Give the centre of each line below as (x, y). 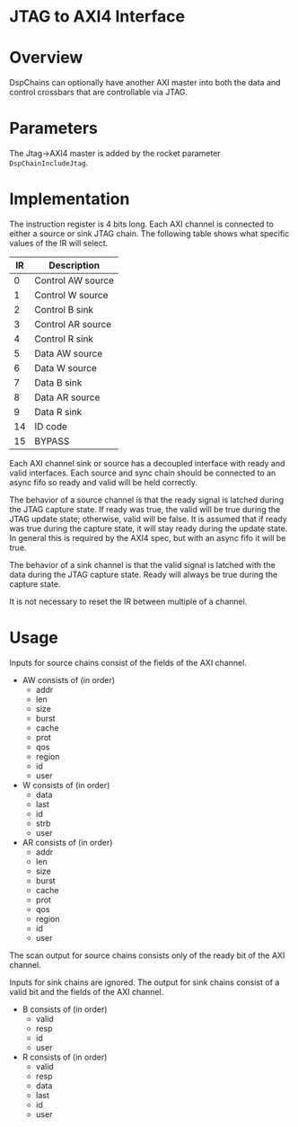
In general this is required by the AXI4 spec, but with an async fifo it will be (148, 538)
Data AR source (67, 397)
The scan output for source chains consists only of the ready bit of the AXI (147, 955)
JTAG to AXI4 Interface (97, 17)
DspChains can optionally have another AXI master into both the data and (145, 83)
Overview (46, 58)
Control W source (72, 295)
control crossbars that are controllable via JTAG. (99, 93)
